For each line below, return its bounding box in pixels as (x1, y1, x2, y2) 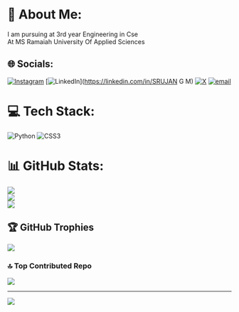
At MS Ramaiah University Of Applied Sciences (7, 37, 145, 45)
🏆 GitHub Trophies (7, 222, 95, 234)
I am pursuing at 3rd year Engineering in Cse (7, 30, 139, 38)
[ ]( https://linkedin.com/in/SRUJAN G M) (45, 77, 194, 85)
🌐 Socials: (7, 58, 54, 70)
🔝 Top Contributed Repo (7, 261, 92, 271)
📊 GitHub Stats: (7, 158, 105, 173)
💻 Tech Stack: (7, 103, 95, 119)
